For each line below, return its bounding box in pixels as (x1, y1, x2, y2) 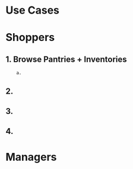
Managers (5, 150, 57, 164)
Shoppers (5, 31, 55, 44)
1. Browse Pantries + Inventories (5, 54, 127, 64)
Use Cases (5, 4, 60, 17)
